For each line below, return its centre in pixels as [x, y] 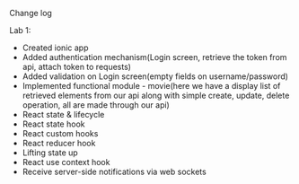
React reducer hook [59, 143]
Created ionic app [55, 48]
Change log [31, 13]
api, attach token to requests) [77, 67]
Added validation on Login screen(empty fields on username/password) [155, 76]
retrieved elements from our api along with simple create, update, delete [156, 95]
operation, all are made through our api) [96, 105]
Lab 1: [20, 30]
